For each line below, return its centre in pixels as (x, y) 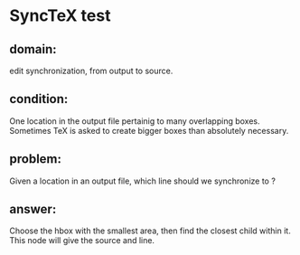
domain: (33, 49)
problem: (35, 159)
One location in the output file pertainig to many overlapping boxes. (135, 121)
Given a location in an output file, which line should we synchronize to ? (142, 181)
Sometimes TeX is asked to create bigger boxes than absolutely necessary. (149, 130)
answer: (33, 209)
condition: (39, 99)
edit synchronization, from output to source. (91, 71)
